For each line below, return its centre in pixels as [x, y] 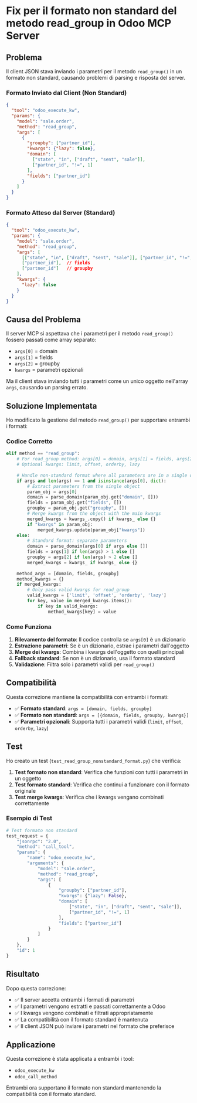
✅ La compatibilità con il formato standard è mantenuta [81, 1019]
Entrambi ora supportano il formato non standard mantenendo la [84, 1088]
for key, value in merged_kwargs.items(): [80, 601]
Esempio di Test [29, 818]
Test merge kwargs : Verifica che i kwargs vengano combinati [89, 797]
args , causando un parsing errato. [47, 388]
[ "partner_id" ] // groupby [57, 269]
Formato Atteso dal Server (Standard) [61, 212]
